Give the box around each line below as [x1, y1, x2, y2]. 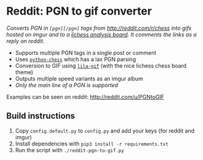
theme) [15, 68, 34, 75]
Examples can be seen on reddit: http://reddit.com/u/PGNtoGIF [6, 93, 165, 100]
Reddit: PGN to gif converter [6, 4, 152, 18]
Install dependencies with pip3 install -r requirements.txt [15, 140, 169, 147]
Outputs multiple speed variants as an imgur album [15, 75, 143, 82]
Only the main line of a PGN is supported [15, 81, 118, 89]
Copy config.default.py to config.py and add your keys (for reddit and [15, 127, 195, 134]
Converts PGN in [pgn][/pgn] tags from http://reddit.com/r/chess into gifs [6, 24, 192, 32]
